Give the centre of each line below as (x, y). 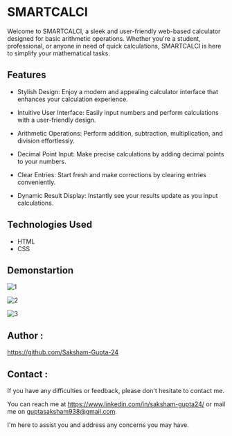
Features (27, 75)
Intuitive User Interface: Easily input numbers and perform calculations (118, 112)
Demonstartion (41, 270)
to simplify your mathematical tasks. (59, 53)
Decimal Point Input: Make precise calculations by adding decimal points (121, 154)
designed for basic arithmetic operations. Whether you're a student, (104, 38)
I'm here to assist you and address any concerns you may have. (98, 425)
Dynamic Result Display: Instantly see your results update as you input (117, 195)
